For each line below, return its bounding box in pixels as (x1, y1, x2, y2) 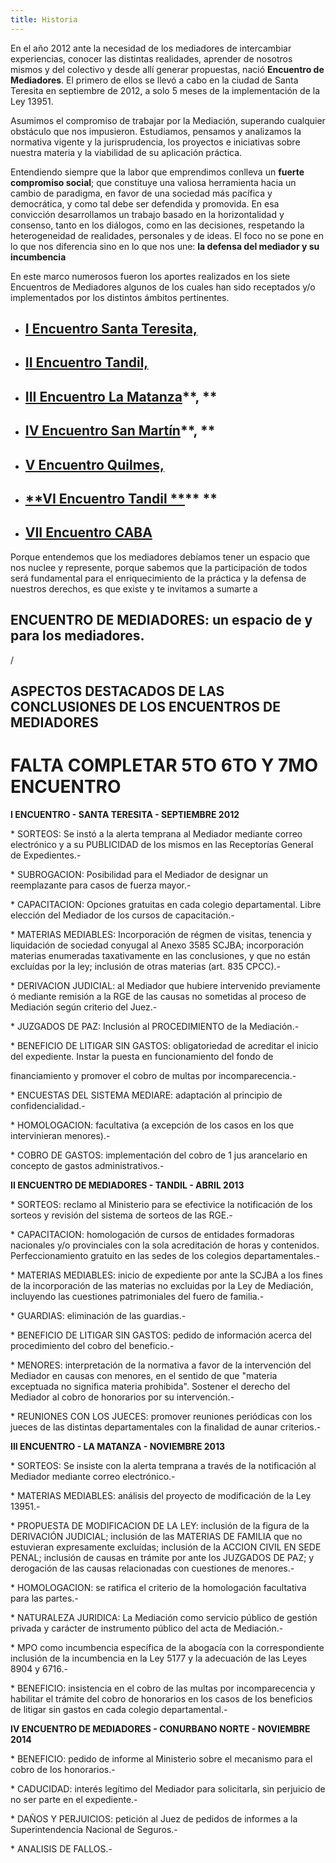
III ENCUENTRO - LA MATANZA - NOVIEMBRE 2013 (10, 1440, 226, 1452)
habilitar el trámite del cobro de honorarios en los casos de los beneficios (10, 1692, 313, 1705)
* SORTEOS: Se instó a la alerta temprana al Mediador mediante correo (10, 827, 303, 840)
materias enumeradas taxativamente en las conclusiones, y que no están (10, 949, 311, 961)
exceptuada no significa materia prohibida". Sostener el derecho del (10, 1380, 291, 1392)
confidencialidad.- (10, 1099, 86, 1111)
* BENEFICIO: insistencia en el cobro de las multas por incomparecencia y (10, 1682, 316, 1694)
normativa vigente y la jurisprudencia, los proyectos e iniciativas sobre (10, 136, 301, 148)
